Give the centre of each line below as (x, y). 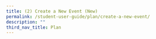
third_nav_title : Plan (34, 27)
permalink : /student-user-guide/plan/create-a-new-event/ (78, 17)
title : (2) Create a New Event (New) (52, 11)
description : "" (26, 22)
